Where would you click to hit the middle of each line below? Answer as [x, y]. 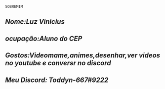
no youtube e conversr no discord [58, 63]
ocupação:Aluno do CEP [44, 38]
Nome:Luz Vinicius [35, 22]
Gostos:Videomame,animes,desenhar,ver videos [83, 56]
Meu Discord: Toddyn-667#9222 [57, 80]
